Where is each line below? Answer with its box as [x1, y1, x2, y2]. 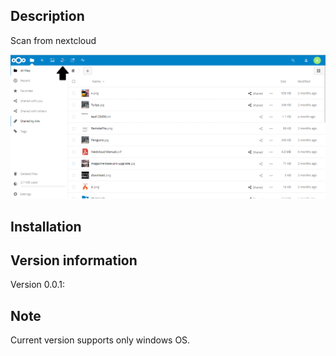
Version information [10, 252, 138, 269]
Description [10, 8, 85, 25]
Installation [10, 218, 82, 235]
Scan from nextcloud [10, 34, 97, 46]
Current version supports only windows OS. [10, 334, 191, 346]
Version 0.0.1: [10, 279, 65, 291]
